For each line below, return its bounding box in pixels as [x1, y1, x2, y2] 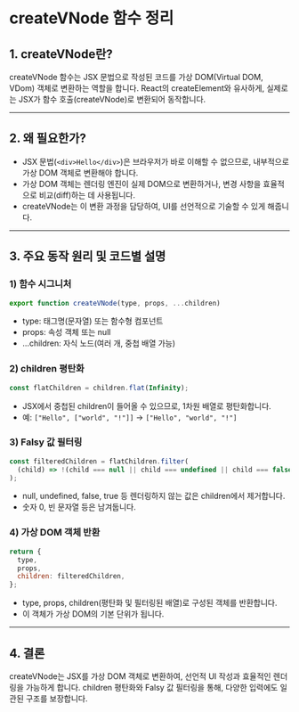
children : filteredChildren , [17, 572, 125, 581]
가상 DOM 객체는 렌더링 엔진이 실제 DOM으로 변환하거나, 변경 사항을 [21, 178, 262, 189]
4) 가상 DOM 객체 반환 [9, 527, 101, 539]
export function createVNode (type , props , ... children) [9, 299, 221, 307]
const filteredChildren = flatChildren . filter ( [9, 456, 190, 466]
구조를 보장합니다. [25, 692, 88, 704]
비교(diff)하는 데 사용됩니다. [38, 189, 136, 201]
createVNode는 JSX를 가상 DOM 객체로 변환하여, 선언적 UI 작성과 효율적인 [9, 670, 271, 682]
